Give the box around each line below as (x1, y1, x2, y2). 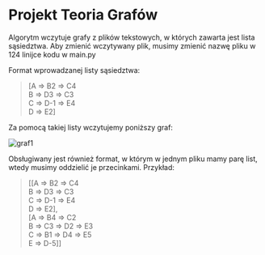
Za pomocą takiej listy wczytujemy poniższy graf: (8, 122, 174, 132)
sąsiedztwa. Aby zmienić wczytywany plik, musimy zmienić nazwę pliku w (8, 40, 256, 50)
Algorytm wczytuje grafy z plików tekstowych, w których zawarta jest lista (8, 32, 255, 42)
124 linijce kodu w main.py (8, 49, 96, 59)
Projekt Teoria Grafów (8, 6, 158, 24)
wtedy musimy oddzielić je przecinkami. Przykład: (8, 162, 175, 172)
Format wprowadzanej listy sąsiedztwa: (8, 65, 141, 74)
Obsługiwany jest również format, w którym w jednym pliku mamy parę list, (8, 154, 259, 164)
